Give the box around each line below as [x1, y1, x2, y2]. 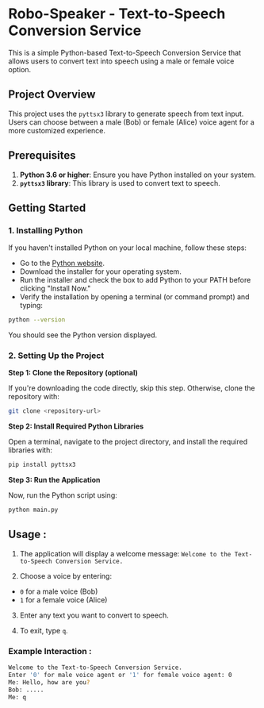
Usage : [8, 528, 48, 541]
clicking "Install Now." [19, 283, 91, 294]
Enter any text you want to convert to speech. [19, 610, 169, 620]
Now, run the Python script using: [8, 491, 117, 500]
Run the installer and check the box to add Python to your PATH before [19, 275, 251, 285]
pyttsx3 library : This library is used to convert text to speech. [19, 178, 220, 187]
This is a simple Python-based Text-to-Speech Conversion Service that [8, 48, 242, 57]
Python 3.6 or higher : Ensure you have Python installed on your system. [19, 170, 256, 179]
